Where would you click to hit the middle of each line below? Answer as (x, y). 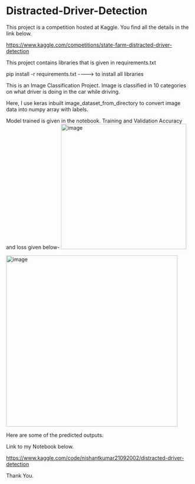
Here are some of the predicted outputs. (55, 435)
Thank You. (20, 475)
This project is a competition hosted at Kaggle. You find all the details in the (97, 27)
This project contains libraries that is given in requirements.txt (81, 62)
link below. (19, 33)
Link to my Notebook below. (40, 446)
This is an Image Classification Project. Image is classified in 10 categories (96, 85)
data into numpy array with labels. (47, 109)
